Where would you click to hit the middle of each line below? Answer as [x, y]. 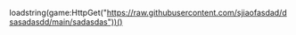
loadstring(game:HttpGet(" [58, 13]
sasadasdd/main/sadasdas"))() [66, 22]
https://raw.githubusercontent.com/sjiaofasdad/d [197, 13]
